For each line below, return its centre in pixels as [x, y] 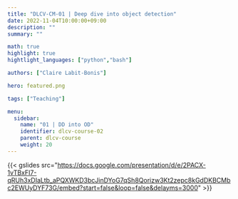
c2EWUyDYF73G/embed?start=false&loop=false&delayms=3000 [103, 188]
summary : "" [25, 34]
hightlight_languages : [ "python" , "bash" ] [70, 60]
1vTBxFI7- [22, 173]
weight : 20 [36, 145]
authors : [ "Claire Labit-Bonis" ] [57, 73]
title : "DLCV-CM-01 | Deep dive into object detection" [92, 14]
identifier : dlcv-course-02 [62, 132]
